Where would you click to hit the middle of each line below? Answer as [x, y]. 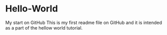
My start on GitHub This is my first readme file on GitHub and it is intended [84, 22]
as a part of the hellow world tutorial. [44, 27]
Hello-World [32, 9]
